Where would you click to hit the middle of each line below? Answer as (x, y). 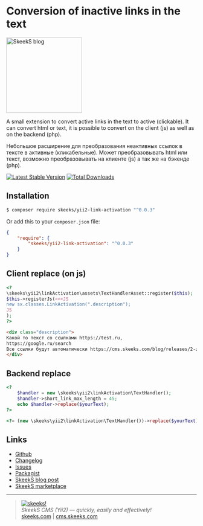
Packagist (27, 473)
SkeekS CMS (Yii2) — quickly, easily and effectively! (86, 510)
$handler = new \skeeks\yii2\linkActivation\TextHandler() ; (94, 393)
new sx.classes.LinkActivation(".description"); (69, 304)
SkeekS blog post (37, 480)
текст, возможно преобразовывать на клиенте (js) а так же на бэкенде (98, 159)
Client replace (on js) (46, 274)
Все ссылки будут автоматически (47, 349)
